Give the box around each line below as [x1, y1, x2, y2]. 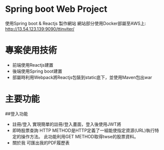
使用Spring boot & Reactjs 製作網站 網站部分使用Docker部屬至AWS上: [5, 20, 146, 26]
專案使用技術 [5, 45, 58, 56]
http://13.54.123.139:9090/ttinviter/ [5, 26, 75, 32]
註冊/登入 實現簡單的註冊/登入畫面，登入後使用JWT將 [12, 121, 122, 127]
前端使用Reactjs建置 [12, 62, 54, 68]
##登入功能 [5, 111, 28, 116]
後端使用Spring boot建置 [12, 68, 63, 74]
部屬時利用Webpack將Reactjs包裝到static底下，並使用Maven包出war [12, 74, 153, 80]
